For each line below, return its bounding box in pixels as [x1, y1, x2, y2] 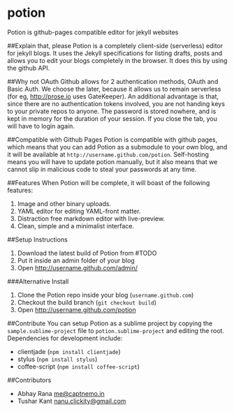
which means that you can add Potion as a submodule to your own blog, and [7, 142, 228, 151]
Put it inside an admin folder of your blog [17, 256, 135, 265]
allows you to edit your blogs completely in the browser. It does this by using [7, 56, 228, 64]
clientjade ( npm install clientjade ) [17, 347, 121, 355]
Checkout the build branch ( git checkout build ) [17, 298, 157, 307]
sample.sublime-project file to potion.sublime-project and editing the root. [7, 326, 225, 334]
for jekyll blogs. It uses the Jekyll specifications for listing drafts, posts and [7, 49, 223, 57]
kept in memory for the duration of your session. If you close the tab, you [7, 114, 218, 123]
